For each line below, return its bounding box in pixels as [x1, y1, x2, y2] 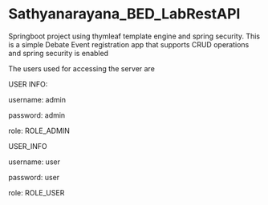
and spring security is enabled [8, 48, 109, 58]
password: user [8, 172, 60, 182]
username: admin [8, 94, 67, 104]
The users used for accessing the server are [8, 63, 155, 73]
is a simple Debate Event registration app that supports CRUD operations [8, 39, 250, 49]
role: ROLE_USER [8, 187, 65, 197]
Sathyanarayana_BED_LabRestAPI [8, 5, 241, 23]
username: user [8, 157, 60, 167]
